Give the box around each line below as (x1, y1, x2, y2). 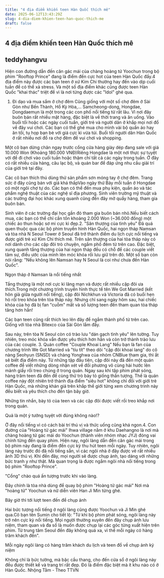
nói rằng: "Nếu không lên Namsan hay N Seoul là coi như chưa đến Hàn (5, 257, 149, 263)
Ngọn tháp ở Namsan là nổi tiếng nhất (5, 272, 82, 278)
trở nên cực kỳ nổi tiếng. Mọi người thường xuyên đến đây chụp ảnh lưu (5, 517, 149, 523)
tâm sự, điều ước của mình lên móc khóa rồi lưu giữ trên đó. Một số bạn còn (5, 252, 158, 258)
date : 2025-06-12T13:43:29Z (5, 12, 63, 17)
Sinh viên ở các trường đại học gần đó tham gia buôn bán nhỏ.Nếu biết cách (5, 210, 159, 216)
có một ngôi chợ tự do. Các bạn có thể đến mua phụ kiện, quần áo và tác (5, 185, 152, 191)
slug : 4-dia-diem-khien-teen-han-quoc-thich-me (5, 16, 104, 21)
